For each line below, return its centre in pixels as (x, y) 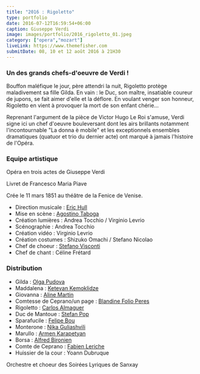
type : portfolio (27, 18)
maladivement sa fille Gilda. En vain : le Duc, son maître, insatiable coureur (99, 92)
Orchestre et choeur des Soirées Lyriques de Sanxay (72, 364)
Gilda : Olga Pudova (40, 282)
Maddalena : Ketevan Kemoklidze (57, 288)
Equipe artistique (32, 159)
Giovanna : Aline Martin (44, 294)
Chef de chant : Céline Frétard (53, 252)
